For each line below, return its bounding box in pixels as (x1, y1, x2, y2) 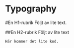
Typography (5, 3, 57, 14)
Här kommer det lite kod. (5, 38, 59, 44)
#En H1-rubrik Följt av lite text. (5, 19, 67, 25)
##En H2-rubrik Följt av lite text (5, 29, 70, 35)
